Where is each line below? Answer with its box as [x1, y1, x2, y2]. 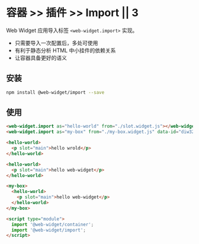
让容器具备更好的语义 [14, 54, 67, 61]
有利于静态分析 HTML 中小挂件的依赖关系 [14, 46, 116, 54]
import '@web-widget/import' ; [11, 227, 86, 233]
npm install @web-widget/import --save [6, 89, 105, 96]
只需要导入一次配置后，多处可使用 [14, 39, 98, 46]
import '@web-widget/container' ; [11, 221, 94, 227]
